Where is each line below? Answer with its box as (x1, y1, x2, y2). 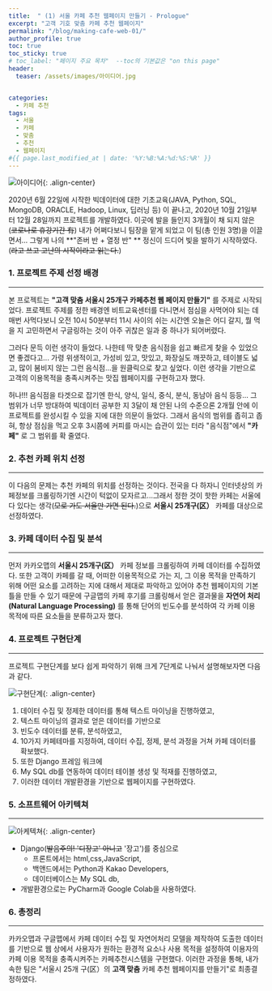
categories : (8, 94, 49, 102)
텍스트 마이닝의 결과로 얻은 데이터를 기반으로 (19, 715, 162, 725)
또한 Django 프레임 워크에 (19, 756, 103, 766)
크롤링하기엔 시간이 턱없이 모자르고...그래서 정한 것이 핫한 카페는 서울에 (36, 491, 261, 501)
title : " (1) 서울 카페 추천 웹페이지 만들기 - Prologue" (8, 11, 190, 20)
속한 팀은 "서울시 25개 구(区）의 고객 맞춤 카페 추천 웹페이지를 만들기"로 (8, 964, 236, 974)
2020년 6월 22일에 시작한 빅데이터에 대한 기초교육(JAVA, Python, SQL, (8, 194, 236, 204)
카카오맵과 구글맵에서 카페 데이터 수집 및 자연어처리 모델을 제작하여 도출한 (8, 933, 242, 944)
